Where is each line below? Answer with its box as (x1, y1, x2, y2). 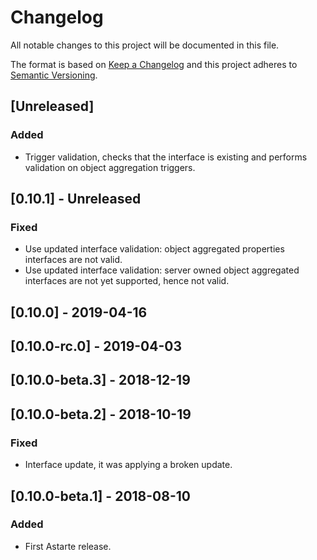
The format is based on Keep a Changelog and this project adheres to (10, 58, 298, 70)
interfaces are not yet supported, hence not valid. (24, 275, 230, 287)
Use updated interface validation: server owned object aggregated (24, 264, 300, 276)
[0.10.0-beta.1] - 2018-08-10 (10, 487, 191, 505)
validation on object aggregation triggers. (24, 161, 196, 173)
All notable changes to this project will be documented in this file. (10, 39, 280, 51)
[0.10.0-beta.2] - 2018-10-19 (10, 406, 192, 423)
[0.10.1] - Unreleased (10, 191, 142, 208)
